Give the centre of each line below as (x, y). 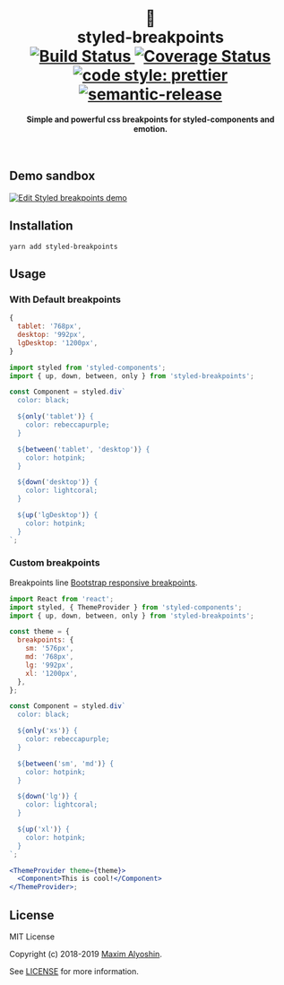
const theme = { (39, 632)
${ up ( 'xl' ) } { (43, 829)
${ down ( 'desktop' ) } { (58, 482)
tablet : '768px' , (50, 326)
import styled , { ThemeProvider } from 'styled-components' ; (126, 607)
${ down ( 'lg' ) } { (47, 797)
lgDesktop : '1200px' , (58, 343)
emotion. (151, 128)
